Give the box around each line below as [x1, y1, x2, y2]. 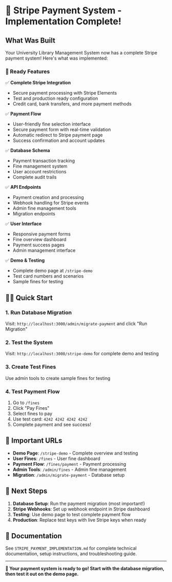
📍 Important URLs [5, 436, 62, 445]
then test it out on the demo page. [5, 571, 79, 577]
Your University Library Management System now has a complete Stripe [5, 50, 158, 56]
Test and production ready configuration [12, 95, 98, 102]
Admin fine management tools [12, 205, 77, 211]
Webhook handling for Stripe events [12, 200, 89, 206]
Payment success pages [12, 242, 65, 248]
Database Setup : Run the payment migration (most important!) [12, 500, 145, 506]
